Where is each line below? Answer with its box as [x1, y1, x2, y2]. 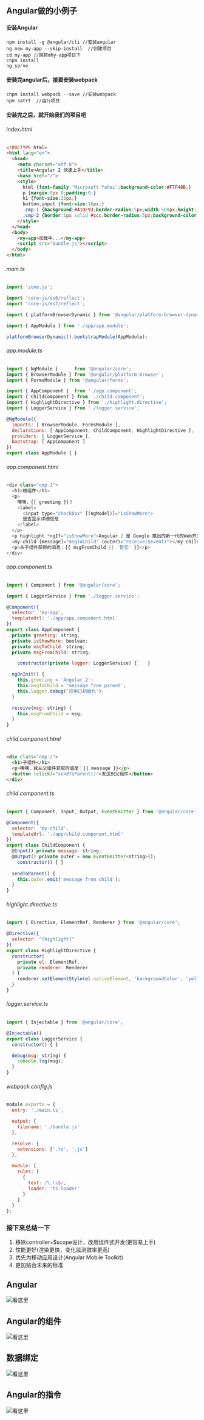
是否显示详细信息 [22, 516, 59, 522]
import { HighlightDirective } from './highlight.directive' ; [6, 400, 167, 406]
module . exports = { [6, 1101, 56, 1107]
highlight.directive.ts [6, 900, 58, 908]
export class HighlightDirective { [6, 947, 97, 953]
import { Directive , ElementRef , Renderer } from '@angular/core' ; [6, 919, 181, 926]
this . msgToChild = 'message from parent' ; [17, 683, 126, 689]
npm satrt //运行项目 [6, 97, 60, 104]
